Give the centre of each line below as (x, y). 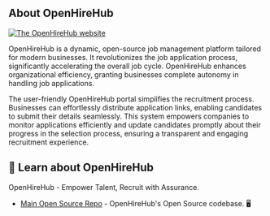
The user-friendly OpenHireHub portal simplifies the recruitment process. (131, 99)
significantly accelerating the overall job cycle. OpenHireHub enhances (127, 66)
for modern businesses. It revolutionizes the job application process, (123, 57)
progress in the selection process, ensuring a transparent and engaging (128, 133)
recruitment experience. (49, 142)
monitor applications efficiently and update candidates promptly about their (135, 124)
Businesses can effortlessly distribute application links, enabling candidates (135, 107)
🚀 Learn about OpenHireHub (81, 168)
